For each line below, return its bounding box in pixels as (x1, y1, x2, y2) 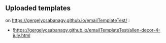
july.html (12, 32, 30, 38)
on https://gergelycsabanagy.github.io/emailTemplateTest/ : (5, 17, 130, 23)
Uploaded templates (5, 4, 71, 12)
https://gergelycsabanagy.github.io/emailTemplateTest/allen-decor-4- (14, 27, 161, 33)
